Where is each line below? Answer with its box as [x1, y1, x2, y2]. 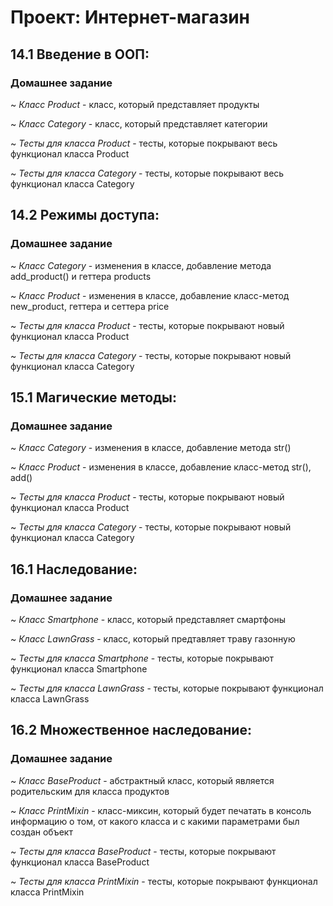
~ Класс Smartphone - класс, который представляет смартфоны [10, 613, 287, 625]
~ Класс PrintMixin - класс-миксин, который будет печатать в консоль [10, 804, 312, 816]
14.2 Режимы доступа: [10, 207, 160, 224]
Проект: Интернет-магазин [10, 6, 251, 29]
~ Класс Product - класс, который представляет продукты [10, 98, 260, 110]
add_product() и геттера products [10, 270, 152, 282]
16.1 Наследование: [10, 561, 138, 578]
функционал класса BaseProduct [10, 856, 150, 868]
